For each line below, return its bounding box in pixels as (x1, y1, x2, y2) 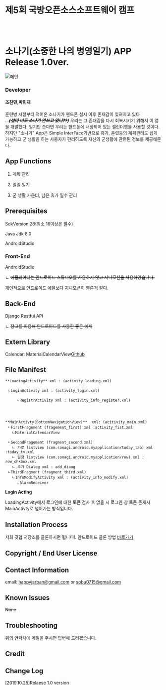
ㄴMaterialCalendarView (11, 430, 60, 436)
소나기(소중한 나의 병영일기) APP (5, 46, 132, 57)
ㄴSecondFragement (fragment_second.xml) (7, 440, 93, 445)
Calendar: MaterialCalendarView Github (5, 351, 85, 357)
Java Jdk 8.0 (5, 230, 32, 236)
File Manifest (5, 365, 46, 374)
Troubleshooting (5, 621, 58, 630)
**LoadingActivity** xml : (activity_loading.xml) (5, 379, 112, 384)
